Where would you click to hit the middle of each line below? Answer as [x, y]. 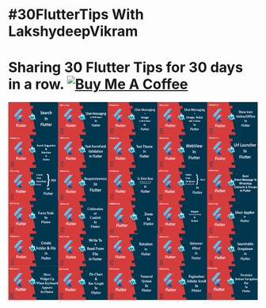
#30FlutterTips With [76, 15]
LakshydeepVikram [73, 31]
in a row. [36, 84]
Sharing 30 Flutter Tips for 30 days [126, 68]
